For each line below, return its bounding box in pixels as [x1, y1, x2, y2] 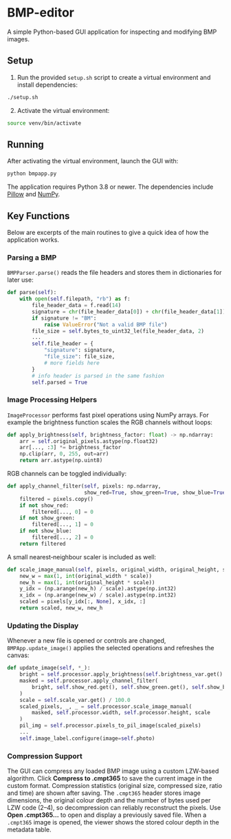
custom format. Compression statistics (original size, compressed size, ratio [7, 782, 222, 790]
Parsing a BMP [7, 253, 57, 262]
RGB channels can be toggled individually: [7, 470, 127, 478]
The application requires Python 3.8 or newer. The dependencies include [7, 183, 214, 191]
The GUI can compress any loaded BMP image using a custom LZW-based [7, 767, 219, 776]
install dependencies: [16, 81, 78, 89]
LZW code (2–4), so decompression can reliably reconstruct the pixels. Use [7, 804, 221, 812]
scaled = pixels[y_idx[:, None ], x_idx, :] [19, 598, 146, 605]
